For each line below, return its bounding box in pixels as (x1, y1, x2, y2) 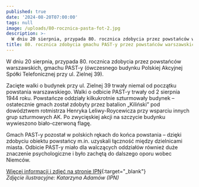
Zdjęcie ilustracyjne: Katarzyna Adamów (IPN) (6, 174, 120, 181)
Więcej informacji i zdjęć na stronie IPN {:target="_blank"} (6, 167, 146, 175)
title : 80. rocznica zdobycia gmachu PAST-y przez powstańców (6, 42, 163, 48)
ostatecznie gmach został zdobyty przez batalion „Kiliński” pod (6, 101, 161, 108)
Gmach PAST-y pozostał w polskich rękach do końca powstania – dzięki (6, 131, 182, 138)
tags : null (6, 20, 33, 25)
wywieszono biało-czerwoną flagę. (6, 120, 92, 127)
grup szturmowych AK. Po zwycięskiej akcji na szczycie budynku (6, 113, 166, 120)
